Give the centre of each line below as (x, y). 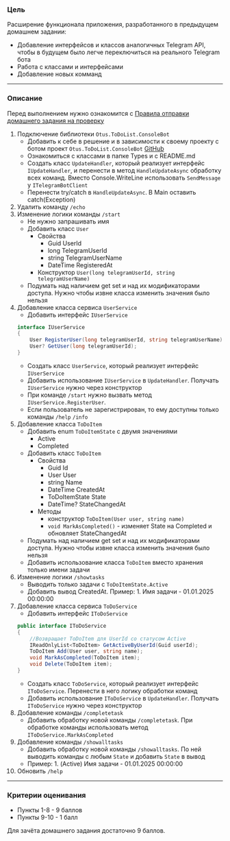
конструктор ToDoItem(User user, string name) (116, 518)
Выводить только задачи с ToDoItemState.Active (98, 584)
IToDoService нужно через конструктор (85, 705)
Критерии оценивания (47, 795)
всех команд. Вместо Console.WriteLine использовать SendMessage (124, 178)
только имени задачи (59, 570)
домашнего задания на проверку (56, 121)
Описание (25, 99)
